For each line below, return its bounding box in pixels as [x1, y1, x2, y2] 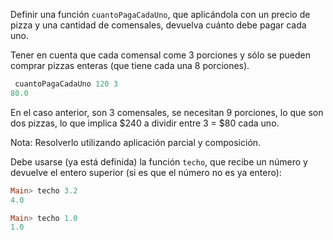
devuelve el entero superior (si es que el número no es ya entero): [10, 166, 282, 178]
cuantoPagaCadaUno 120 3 [14, 79, 118, 89]
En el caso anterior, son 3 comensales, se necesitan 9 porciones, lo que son [10, 106, 324, 118]
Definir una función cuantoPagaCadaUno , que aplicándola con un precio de [10, 9, 311, 20]
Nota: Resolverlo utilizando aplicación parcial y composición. [10, 136, 262, 148]
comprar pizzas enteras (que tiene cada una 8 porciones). [10, 60, 250, 71]
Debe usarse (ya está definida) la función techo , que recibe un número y [10, 155, 308, 168]
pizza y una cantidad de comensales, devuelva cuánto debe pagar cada [10, 19, 307, 31]
